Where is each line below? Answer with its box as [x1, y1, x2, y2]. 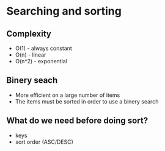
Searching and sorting [6, 4, 122, 18]
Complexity [6, 29, 52, 39]
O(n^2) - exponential [15, 58, 67, 65]
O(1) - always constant [15, 44, 72, 52]
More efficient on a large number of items [15, 91, 120, 99]
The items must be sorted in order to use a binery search [15, 97, 159, 105]
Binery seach [6, 75, 58, 86]
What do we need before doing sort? [6, 116, 148, 126]
